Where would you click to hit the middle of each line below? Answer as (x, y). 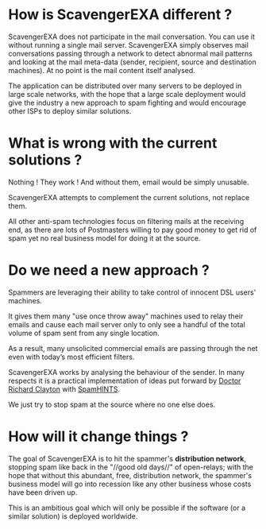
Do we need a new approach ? (109, 270)
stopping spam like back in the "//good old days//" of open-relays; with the (131, 467)
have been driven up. (43, 492)
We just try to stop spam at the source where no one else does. (112, 404)
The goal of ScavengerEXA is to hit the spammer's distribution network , (127, 458)
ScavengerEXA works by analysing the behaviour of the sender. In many (126, 372)
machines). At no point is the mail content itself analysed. (102, 70)
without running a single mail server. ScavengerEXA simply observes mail (128, 44)
